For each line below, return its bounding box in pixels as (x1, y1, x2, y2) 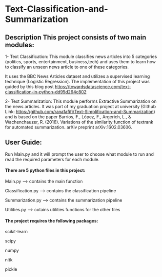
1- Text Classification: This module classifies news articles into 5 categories (5, 54, 157, 59)
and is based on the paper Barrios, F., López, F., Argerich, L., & (5, 114, 131, 120)
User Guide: (5, 138, 42, 147)
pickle (5, 266, 18, 272)
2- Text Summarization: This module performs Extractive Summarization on (5, 98, 157, 104)
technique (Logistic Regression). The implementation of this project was (5, 79, 150, 84)
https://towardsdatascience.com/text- (54, 84, 131, 90)
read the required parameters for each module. (5, 156, 100, 162)
